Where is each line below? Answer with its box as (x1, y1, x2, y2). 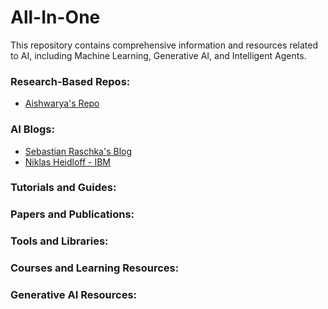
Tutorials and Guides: (10, 181, 117, 195)
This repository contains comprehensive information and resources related (10, 39, 318, 51)
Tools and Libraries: (10, 234, 109, 248)
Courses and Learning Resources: (10, 261, 180, 275)
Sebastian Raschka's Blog (24, 145, 133, 157)
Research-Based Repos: (10, 74, 131, 88)
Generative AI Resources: (10, 288, 138, 302)
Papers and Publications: (10, 207, 135, 221)
